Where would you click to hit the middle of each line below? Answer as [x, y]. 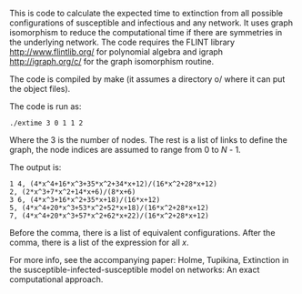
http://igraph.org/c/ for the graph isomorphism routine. [112, 61]
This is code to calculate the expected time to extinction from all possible [146, 13]
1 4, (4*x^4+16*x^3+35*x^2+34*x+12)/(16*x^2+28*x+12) [114, 184]
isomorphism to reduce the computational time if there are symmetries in [146, 32]
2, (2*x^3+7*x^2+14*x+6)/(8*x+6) [73, 192]
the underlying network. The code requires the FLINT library [122, 42]
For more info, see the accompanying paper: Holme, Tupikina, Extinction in [149, 260]
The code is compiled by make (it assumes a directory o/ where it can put [147, 79]
